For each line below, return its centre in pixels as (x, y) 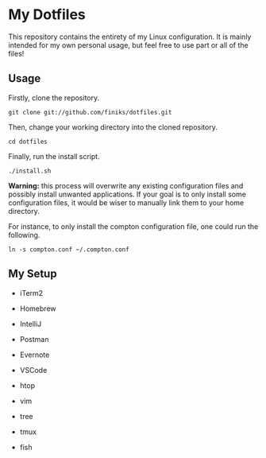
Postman (34, 339)
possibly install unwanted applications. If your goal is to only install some (127, 194)
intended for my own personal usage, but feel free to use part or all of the (128, 45)
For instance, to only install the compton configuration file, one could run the (133, 226)
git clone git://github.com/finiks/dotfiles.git (90, 112)
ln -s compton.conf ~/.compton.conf (69, 249)
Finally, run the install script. (54, 156)
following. (24, 235)
